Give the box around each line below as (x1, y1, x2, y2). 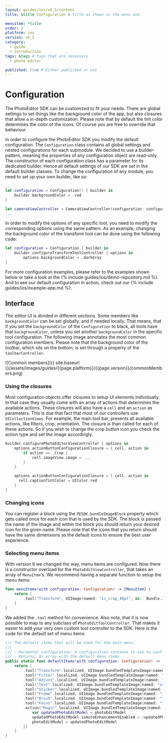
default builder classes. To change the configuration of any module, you (5, 168, 153, 174)
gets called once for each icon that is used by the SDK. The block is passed (5, 516, 161, 522)
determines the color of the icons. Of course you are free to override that (5, 121, 156, 128)
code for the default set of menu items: (5, 630, 86, 636)
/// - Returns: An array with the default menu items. (5, 654, 122, 659)
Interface (5, 299, 34, 308)
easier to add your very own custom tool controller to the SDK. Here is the (5, 625, 157, 631)
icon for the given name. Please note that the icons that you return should (5, 527, 157, 533)
